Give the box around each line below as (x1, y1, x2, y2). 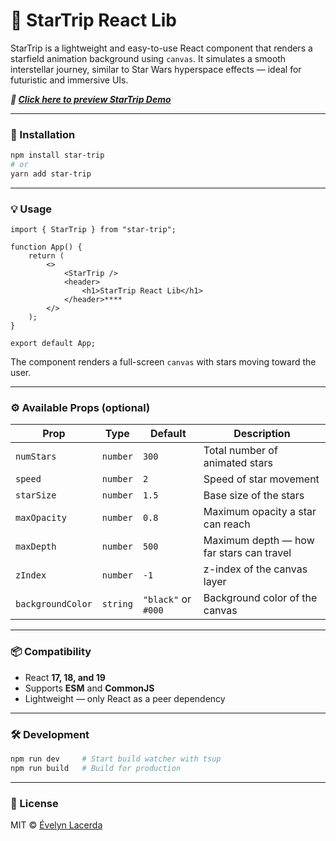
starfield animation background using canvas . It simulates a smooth (10, 52, 287, 64)
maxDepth (15, 541, 57, 553)
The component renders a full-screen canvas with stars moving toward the (10, 356, 317, 368)
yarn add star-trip (10, 169, 92, 179)
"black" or (142, 592, 192, 606)
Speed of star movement (203, 472, 320, 486)
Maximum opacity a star (203, 505, 317, 519)
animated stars (203, 456, 273, 470)
